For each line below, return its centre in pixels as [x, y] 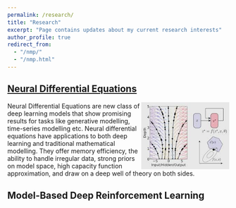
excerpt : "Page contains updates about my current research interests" [114, 30]
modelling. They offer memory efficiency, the [73, 151]
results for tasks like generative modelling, [69, 121]
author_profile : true [39, 37]
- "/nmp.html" [34, 60]
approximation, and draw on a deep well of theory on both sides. [101, 173]
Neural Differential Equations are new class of [74, 106]
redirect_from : [30, 45]
